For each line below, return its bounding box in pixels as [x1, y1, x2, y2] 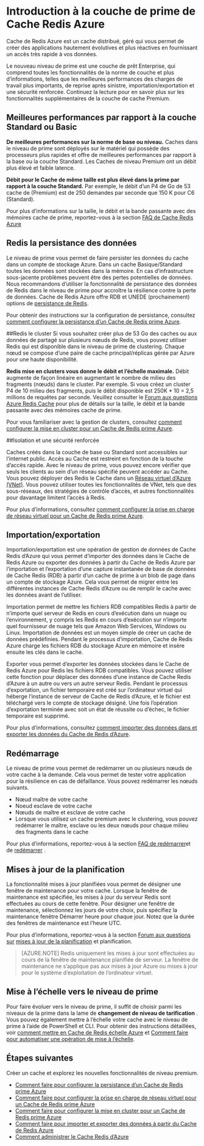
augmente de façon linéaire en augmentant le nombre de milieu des [6, 374, 176, 381]
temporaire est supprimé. [6, 713, 70, 720]
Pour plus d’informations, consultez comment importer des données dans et [6, 724, 197, 731]
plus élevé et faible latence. [6, 164, 75, 172]
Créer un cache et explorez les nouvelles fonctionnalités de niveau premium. [6, 1069, 199, 1076]
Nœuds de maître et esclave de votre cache [15, 809, 126, 816]
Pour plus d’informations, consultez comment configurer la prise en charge [6, 506, 195, 513]
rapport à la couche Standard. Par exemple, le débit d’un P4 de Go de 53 [6, 182, 191, 190]
